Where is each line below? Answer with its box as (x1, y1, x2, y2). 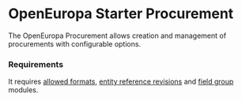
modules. (8, 85, 39, 95)
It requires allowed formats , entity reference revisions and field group (8, 77, 234, 87)
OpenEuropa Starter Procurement (8, 5, 234, 23)
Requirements (8, 58, 64, 69)
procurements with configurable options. (8, 39, 141, 48)
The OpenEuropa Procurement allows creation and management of (8, 31, 227, 40)
